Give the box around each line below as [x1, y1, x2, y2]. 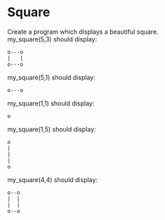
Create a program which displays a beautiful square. [7, 27, 159, 36]
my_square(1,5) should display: [7, 124, 96, 134]
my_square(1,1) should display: [7, 99, 95, 108]
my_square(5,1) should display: [7, 73, 96, 82]
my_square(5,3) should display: [7, 34, 98, 43]
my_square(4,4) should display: [7, 175, 98, 183]
